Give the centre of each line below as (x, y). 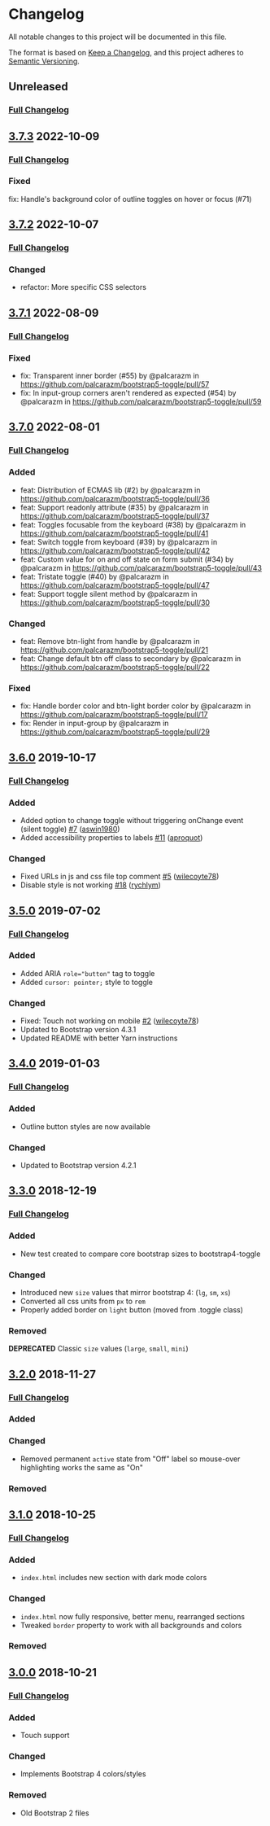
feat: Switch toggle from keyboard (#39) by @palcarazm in (119, 541)
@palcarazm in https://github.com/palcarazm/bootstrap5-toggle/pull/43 (141, 567)
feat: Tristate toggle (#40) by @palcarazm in (94, 576)
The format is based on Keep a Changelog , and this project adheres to (126, 52)
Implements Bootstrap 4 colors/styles (83, 1774)
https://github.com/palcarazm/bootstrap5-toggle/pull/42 (115, 550)
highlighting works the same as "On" (82, 1467)
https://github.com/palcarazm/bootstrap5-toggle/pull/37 (115, 516)
